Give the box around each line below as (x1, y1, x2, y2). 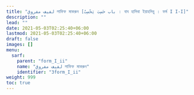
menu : (6, 47, 20, 53)
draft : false (6, 36, 39, 42)
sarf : (11, 53, 26, 58)
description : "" (6, 14, 46, 20)
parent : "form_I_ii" (17, 58, 68, 64)
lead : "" (6, 19, 28, 25)
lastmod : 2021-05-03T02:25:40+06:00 (6, 31, 97, 37)
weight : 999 (6, 74, 36, 80)
